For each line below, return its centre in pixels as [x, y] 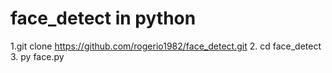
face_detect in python [103, 18]
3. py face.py [37, 56]
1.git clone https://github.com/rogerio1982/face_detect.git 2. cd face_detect [166, 46]
